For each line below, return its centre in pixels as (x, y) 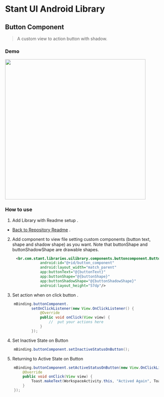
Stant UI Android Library (55, 9)
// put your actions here (76, 322)
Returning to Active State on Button (48, 358)
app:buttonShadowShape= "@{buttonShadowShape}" (88, 281)
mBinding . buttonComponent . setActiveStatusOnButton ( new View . (77, 367)
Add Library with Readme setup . (45, 220)
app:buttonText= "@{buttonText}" (73, 272)
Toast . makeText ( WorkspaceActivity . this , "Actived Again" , (91, 381)
